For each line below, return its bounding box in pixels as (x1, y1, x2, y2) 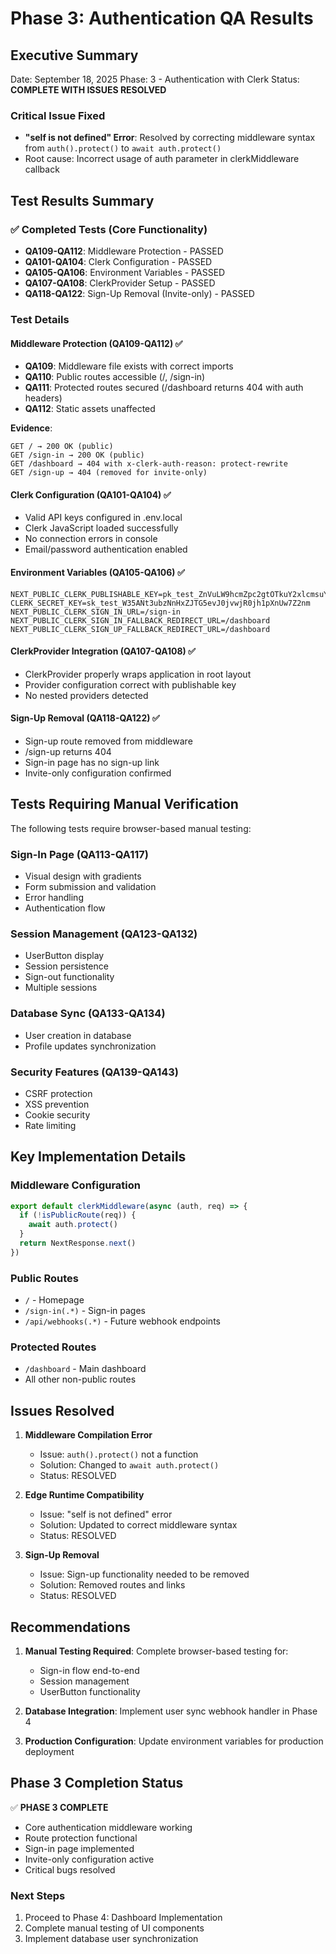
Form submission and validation (24, 881, 157, 893)
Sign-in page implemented (24, 1842, 135, 1854)
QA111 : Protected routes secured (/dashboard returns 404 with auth (24, 382, 304, 394)
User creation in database (24, 1029, 132, 1041)
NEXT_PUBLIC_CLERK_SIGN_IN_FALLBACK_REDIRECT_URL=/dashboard (10, 615, 271, 626)
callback (24, 163, 60, 176)
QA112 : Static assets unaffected (24, 403, 156, 415)
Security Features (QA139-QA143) (10, 1065, 180, 1079)
